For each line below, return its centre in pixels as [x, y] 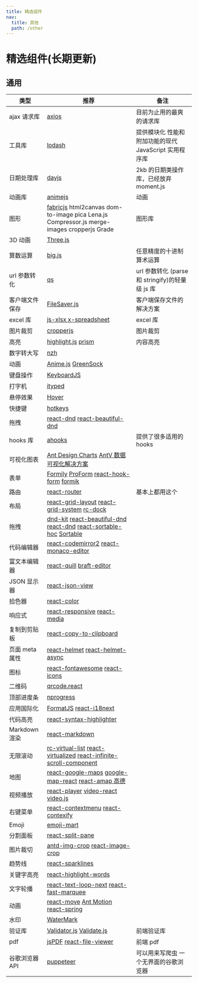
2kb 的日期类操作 [160, 170]
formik [70, 481]
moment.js [151, 187]
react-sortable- [99, 527]
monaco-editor [68, 551]
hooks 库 [22, 440]
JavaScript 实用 [158, 150]
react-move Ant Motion [80, 902]
